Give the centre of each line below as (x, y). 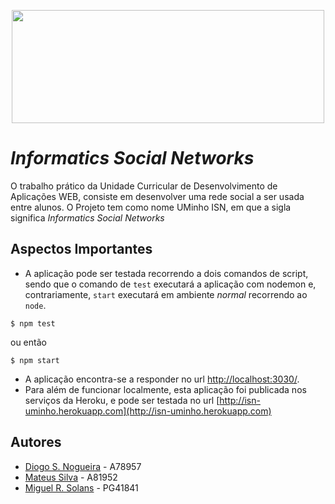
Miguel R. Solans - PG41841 (81, 487)
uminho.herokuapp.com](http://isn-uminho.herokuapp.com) (148, 411)
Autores (36, 442)
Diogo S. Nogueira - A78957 (83, 466)
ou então (28, 342)
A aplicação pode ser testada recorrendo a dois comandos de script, (166, 273)
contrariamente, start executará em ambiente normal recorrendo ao (166, 294)
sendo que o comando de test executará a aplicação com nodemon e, (170, 284)
